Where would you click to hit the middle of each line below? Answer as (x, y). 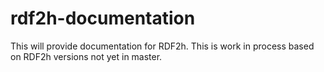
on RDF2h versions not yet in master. (86, 56)
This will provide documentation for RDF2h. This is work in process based (162, 46)
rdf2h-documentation (103, 18)
